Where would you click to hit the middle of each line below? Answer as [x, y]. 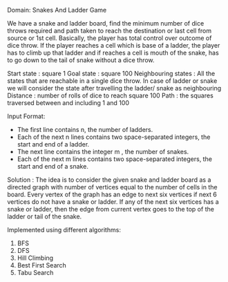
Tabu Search [35, 273]
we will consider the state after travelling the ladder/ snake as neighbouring [114, 88]
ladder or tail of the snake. [45, 216]
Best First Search [42, 265]
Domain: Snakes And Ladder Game [57, 10]
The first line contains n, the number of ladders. [85, 130]
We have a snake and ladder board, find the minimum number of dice [106, 23]
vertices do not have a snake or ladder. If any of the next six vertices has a [113, 202]
